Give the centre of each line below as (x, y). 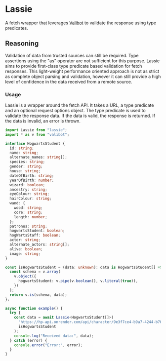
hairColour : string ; (31, 199)
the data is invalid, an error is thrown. (43, 121)
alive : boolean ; (26, 249)
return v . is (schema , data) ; (39, 295)
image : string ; (25, 254)
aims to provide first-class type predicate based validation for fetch (74, 66)
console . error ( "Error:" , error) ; (48, 345)
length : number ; (31, 217)
